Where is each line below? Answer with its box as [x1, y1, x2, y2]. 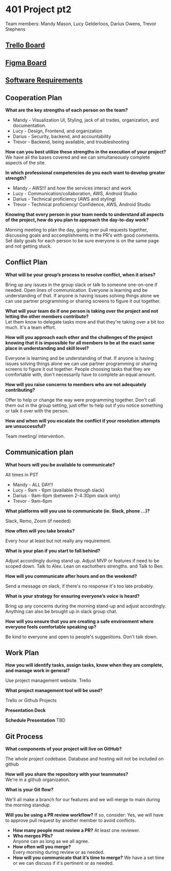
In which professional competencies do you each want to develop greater [5, 169, 165, 176]
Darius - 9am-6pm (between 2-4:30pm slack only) [12, 492, 121, 499]
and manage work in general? [5, 668, 70, 674]
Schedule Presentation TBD [5, 717, 66, 724]
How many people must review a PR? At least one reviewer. [12, 827, 140, 834]
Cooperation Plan [5, 93, 63, 102]
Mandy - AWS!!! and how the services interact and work [12, 185, 131, 191]
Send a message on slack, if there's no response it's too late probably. [5, 583, 154, 589]
